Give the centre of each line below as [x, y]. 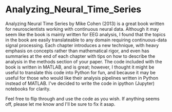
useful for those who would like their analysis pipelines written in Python [82, 78]
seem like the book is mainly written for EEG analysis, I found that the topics [85, 34]
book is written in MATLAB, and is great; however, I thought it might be [80, 67]
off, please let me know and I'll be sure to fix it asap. [60, 104]
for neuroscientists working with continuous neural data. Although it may [82, 29]
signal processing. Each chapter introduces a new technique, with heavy [82, 45]
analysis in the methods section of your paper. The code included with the [84, 61]
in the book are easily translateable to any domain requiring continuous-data [86, 40]
